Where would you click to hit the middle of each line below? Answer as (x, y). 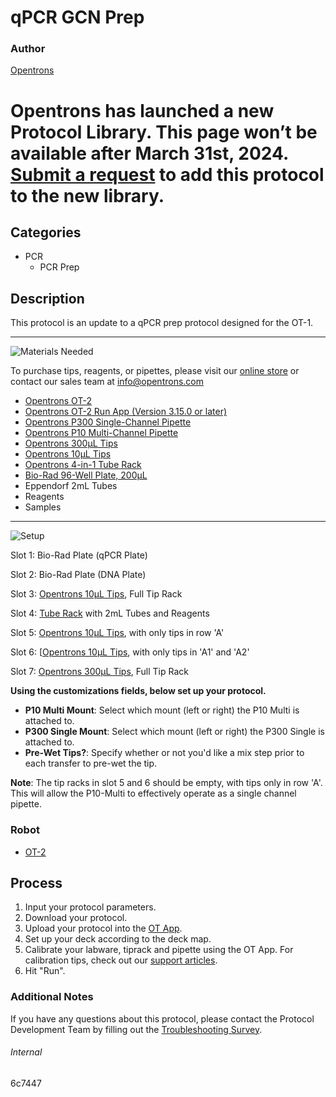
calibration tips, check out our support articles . (121, 960)
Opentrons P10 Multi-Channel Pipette (101, 433)
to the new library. (87, 195)
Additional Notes (52, 997)
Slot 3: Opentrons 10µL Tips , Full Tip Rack (96, 594)
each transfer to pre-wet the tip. (91, 763)
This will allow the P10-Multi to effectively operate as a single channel (153, 793)
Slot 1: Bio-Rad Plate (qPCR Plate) (79, 555)
